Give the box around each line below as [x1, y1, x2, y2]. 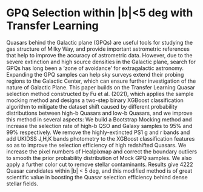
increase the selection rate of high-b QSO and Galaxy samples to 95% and [6, 122, 193, 129]
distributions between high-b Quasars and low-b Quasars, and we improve [6, 109, 193, 117]
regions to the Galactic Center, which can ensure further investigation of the [6, 77, 196, 85]
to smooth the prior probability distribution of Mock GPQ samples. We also [6, 154, 192, 161]
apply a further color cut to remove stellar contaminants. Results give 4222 [6, 161, 193, 168]
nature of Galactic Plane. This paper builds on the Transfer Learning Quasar [6, 83, 195, 91]
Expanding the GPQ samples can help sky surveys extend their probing [6, 71, 184, 78]
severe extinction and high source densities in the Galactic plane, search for [6, 58, 196, 65]
